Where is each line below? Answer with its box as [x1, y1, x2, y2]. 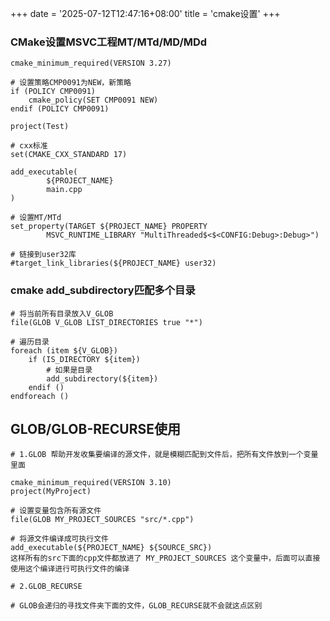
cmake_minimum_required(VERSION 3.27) [10, 58, 172, 69]
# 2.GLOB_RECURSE [10, 582, 83, 592]
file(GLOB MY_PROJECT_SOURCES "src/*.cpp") [10, 515, 195, 525]
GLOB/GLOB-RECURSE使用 [10, 420, 181, 437]
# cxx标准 [10, 141, 48, 151]
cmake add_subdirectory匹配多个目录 [10, 283, 196, 297]
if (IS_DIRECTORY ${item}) [28, 354, 141, 364]
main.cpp [46, 185, 83, 195]
